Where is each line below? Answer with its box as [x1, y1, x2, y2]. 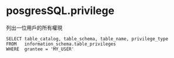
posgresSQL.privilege [6, 4, 115, 18]
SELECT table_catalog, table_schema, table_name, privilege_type [6, 36, 168, 42]
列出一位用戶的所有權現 [6, 24, 62, 31]
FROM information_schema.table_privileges [6, 41, 116, 47]
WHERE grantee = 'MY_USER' [6, 46, 75, 52]
